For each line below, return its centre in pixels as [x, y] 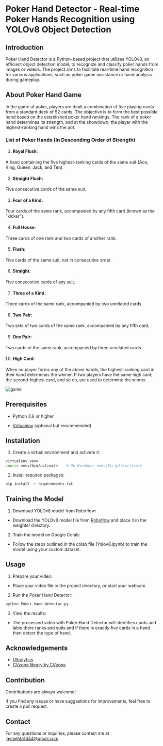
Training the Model [35, 499]
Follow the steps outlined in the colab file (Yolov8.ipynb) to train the [80, 544]
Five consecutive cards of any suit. [41, 282]
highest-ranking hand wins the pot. [41, 127]
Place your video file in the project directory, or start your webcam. [80, 585]
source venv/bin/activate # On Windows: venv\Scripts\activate [74, 466]
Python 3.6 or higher [33, 416]
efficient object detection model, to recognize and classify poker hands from [82, 64]
